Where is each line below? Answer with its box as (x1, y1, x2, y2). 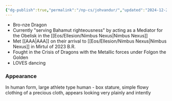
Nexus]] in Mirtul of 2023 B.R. (12, 43, 76, 49)
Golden (12, 54, 29, 60)
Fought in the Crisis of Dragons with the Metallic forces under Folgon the (12, 49, 166, 55)
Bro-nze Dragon (12, 22, 47, 28)
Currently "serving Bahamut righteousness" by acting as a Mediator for (12, 27, 163, 33)
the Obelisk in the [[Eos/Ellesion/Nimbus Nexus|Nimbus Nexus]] (12, 32, 148, 38)
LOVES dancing (12, 59, 46, 66)
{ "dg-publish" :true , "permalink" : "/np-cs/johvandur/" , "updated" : (5, 7, 145, 13)
